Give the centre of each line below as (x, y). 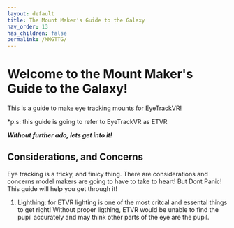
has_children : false (37, 33)
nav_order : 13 (28, 26)
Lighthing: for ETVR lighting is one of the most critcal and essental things (122, 202)
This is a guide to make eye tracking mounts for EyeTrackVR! (95, 108)
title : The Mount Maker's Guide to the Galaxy (76, 20)
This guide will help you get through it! (62, 188)
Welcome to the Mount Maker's (100, 74)
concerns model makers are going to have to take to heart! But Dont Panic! (115, 181)
